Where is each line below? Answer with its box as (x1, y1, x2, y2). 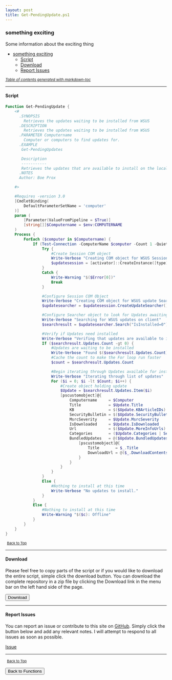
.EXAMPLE (18, 142, 38, 147)
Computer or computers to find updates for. (24, 137, 120, 143)
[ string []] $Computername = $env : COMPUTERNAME (24, 223, 123, 228)
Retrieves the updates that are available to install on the (21, 166, 155, 171)
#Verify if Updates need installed (41, 331, 118, 336)
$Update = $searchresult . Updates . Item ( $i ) (60, 388, 153, 393)
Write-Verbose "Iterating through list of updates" (51, 374, 164, 379)
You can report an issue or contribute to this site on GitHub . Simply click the (5, 623, 165, 629)
